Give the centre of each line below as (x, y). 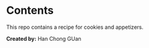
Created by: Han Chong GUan (44, 38)
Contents (30, 10)
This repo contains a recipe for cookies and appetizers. (75, 27)
